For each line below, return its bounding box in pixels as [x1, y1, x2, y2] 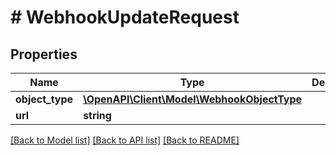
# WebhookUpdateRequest [10, 6, 240, 29]
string [83, 109, 112, 122]
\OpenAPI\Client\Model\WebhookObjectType [83, 92, 303, 106]
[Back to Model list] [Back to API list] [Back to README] [10, 134, 240, 146]
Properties [10, 46, 78, 63]
